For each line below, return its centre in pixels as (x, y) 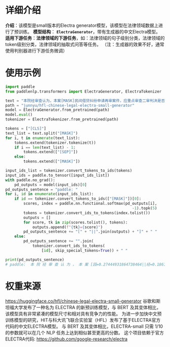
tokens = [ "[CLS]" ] (26, 128)
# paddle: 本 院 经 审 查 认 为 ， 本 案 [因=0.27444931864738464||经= (79, 264)
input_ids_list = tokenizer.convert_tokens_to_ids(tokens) (69, 170)
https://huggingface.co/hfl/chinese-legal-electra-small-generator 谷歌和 (81, 301)
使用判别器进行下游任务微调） (36, 51)
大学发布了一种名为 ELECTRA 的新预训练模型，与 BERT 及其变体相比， (88, 308)
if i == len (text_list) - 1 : (45, 147)
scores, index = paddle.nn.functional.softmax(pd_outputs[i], (90, 204)
